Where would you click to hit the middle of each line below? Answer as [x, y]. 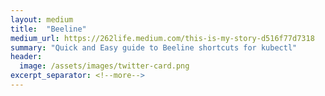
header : [26, 57]
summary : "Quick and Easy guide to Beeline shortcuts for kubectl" [154, 47]
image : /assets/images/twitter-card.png [104, 66]
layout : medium [42, 19]
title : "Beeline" [48, 29]
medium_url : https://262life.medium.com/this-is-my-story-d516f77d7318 [162, 38]
